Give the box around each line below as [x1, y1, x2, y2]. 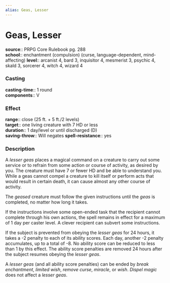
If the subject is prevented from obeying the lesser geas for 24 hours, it [5, 230, 155, 236]
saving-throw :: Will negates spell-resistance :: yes [5, 133, 112, 139]
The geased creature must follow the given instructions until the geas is [5, 194, 155, 200]
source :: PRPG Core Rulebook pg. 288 [5, 46, 86, 52]
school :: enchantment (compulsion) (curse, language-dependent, [5, 51, 143, 58]
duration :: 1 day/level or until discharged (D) [5, 127, 97, 133]
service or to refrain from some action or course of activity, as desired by [5, 162, 158, 168]
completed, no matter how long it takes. [5, 199, 88, 205]
